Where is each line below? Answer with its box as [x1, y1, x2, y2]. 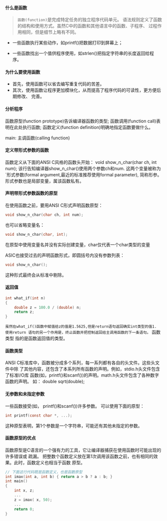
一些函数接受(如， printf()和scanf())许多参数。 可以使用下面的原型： [5, 403, 145, 409]
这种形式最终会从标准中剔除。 [5, 272, 66, 278]
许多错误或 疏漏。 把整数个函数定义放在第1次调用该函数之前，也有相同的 [5, 453, 154, 459]
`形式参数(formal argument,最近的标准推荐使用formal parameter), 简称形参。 [5, 171, 162, 177]
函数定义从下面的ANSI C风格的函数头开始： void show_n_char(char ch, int [5, 159, 157, 165]
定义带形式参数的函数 [5, 147, 49, 153]
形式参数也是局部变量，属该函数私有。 [5, 178, 84, 184]
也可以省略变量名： [5, 222, 45, 228]
